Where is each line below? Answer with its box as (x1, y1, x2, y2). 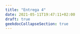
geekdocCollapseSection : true (5, 21, 69, 26)
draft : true (5, 16, 30, 21)
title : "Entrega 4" (5, 7, 46, 12)
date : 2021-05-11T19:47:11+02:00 (5, 12, 75, 17)
